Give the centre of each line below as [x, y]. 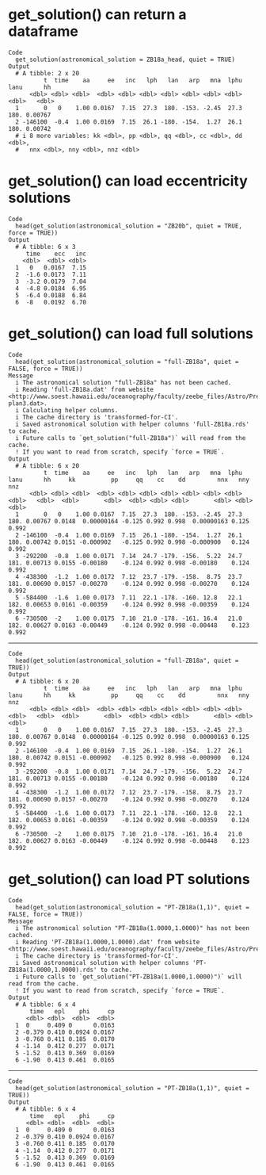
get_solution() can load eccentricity [128, 181]
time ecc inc [56, 254]
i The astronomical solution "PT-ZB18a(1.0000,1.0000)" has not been [132, 928]
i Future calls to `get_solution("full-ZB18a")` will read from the [131, 438]
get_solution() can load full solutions [131, 334]
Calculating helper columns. [70, 410]
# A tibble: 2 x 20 [47, 73]
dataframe [44, 31]
